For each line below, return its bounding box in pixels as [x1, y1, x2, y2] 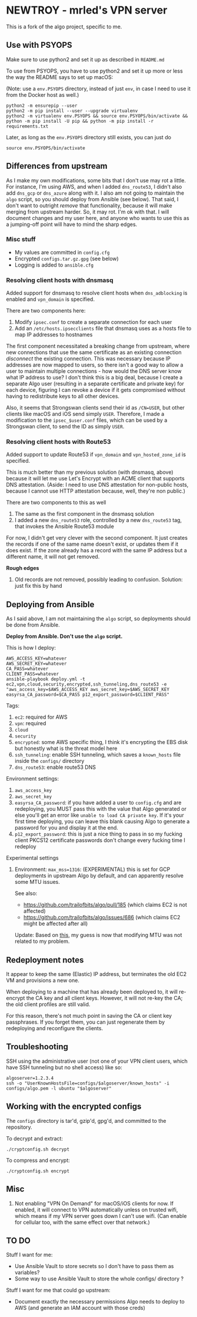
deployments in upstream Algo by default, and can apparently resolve [14, 872, 184, 879]
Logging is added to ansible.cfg [14, 261, 94, 268]
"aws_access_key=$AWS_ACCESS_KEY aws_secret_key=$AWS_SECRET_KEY [6, 687, 169, 693]
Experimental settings [6, 854, 59, 861]
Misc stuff [6, 235, 36, 244]
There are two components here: [6, 307, 86, 314]
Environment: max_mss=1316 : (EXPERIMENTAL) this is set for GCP [14, 866, 171, 873]
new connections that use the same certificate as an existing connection [6, 349, 182, 356]
